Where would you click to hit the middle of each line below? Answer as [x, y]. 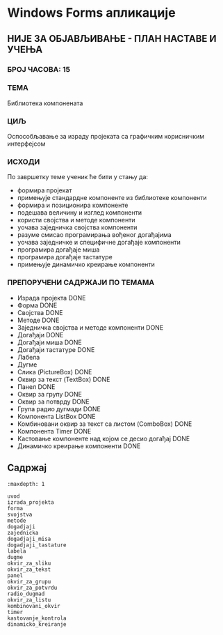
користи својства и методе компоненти [76, 220]
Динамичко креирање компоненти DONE [79, 446]
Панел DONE [36, 387]
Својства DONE [40, 312]
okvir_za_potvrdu [32, 588]
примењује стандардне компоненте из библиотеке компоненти [112, 198]
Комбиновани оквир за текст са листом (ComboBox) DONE [105, 424]
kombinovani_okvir [34, 606]
